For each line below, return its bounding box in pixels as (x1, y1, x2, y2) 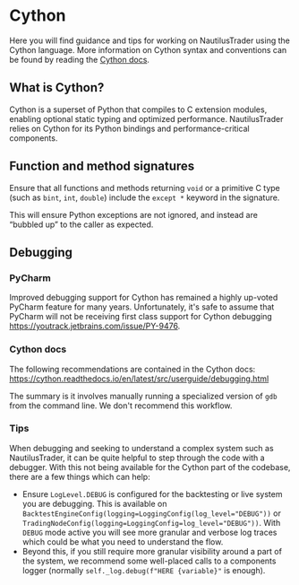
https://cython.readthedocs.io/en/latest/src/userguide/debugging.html (9, 373, 269, 384)
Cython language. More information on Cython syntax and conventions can (9, 44, 287, 55)
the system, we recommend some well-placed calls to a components (21, 555, 277, 566)
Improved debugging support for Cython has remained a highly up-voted (9, 292, 278, 303)
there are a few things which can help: (9, 471, 150, 482)
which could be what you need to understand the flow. (21, 536, 224, 547)
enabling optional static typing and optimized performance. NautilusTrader (9, 113, 284, 124)
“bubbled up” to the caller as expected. (9, 219, 154, 230)
